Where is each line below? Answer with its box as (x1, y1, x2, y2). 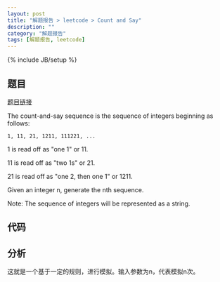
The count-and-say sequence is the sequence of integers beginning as (7, 112, 214, 120)
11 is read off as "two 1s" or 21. (7, 159, 96, 167)
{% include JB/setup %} (7, 55, 77, 64)
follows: (7, 119, 30, 127)
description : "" (7, 23, 55, 30)
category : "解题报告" (7, 29, 67, 37)
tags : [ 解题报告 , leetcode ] (7, 36, 86, 43)
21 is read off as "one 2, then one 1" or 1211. (7, 172, 133, 180)
